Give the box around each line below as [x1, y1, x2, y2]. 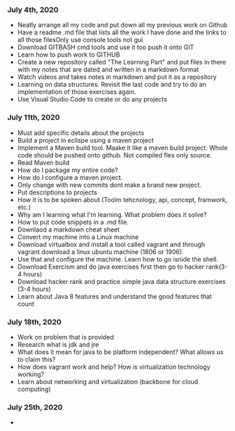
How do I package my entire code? [17, 166, 118, 174]
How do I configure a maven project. [17, 173, 123, 181]
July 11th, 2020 [7, 113, 61, 122]
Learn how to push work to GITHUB [17, 50, 120, 59]
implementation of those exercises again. [17, 87, 136, 96]
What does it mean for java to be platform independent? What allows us [17, 348, 224, 356]
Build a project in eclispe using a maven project [17, 136, 154, 144]
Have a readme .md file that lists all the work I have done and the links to [17, 28, 227, 36]
